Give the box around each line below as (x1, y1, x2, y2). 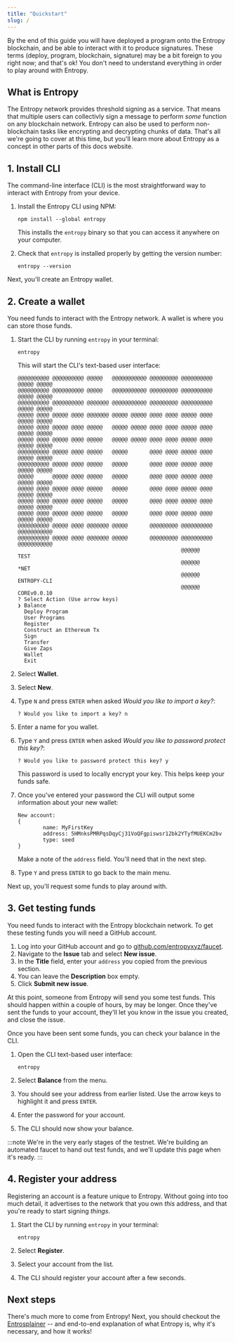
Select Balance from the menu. (17, 1076, 108, 1084)
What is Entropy (7, 86, 79, 98)
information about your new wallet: (17, 798, 119, 806)
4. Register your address (7, 1173, 117, 1185)
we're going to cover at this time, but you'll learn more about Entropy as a (7, 135, 220, 143)
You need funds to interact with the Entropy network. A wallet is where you (7, 314, 224, 322)
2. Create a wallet (7, 296, 86, 308)
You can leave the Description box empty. (17, 972, 140, 980)
